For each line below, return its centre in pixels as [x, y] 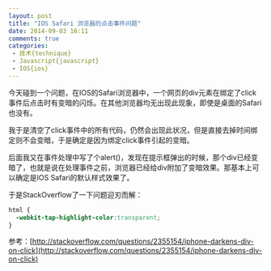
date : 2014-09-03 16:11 [49, 31]
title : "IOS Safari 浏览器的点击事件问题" [75, 23]
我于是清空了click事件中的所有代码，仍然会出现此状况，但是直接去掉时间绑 [133, 129]
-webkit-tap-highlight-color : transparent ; [88, 218]
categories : [28, 46]
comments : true [34, 38]
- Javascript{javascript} [55, 61]
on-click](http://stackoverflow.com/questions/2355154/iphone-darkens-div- [135, 251]
